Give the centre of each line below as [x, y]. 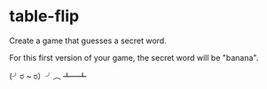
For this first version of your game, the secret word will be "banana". [134, 57]
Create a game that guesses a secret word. [88, 41]
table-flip [44, 16]
